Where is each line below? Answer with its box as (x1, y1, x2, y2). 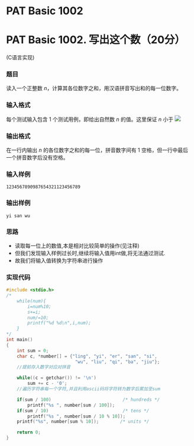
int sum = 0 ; (17, 348, 49, 353)
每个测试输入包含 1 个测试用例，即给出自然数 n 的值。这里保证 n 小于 (6, 116, 173, 123)
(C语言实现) (6, 54, 35, 61)
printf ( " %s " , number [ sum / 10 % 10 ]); (27, 413, 126, 419)
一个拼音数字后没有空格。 (6, 154, 69, 161)
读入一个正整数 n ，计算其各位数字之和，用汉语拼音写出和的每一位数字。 (6, 85, 182, 92)
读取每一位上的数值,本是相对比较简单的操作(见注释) (14, 242, 140, 249)
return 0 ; (17, 429, 41, 435)
